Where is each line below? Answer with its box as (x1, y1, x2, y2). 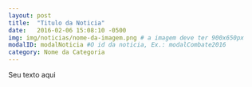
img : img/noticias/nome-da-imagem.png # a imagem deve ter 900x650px (8, 33, 245, 42)
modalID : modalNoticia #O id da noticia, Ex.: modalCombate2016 (8, 41, 226, 49)
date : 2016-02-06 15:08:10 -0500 (8, 26, 127, 34)
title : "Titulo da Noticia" (8, 19, 105, 27)
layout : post (8, 11, 52, 20)
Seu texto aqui (8, 70, 56, 79)
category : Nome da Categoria (8, 48, 105, 56)
